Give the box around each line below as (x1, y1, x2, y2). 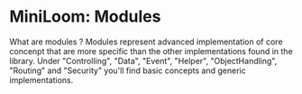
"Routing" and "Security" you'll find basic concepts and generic (9, 65, 246, 76)
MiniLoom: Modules (9, 6, 161, 27)
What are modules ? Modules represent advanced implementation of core (9, 36, 283, 47)
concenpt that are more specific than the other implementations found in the (9, 45, 293, 56)
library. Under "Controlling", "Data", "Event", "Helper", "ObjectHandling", (9, 55, 278, 66)
